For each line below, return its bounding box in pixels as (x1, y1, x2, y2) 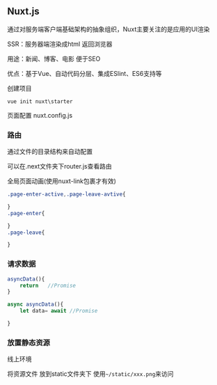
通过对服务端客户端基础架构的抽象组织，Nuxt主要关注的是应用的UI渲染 (7, 24, 210, 33)
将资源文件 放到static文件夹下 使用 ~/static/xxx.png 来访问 (7, 370, 174, 378)
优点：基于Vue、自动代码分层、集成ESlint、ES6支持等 (7, 69, 162, 77)
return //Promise (19, 282, 77, 289)
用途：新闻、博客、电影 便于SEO (7, 54, 101, 63)
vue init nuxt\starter (7, 97, 73, 105)
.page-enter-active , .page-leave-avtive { (7, 191, 127, 198)
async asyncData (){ (7, 301, 64, 308)
